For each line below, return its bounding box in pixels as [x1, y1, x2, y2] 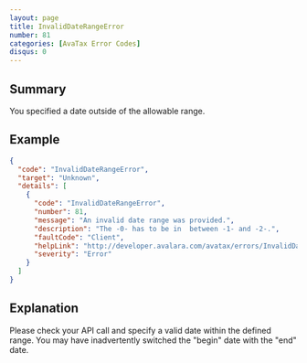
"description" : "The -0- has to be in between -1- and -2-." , [33, 224, 281, 233]
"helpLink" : [33, 241, 79, 251]
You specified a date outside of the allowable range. [9, 105, 206, 116]
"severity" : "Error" [33, 250, 112, 259]
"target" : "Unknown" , [17, 173, 101, 183]
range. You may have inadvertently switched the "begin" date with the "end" [9, 335, 297, 346]
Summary [9, 81, 67, 97]
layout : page [9, 13, 59, 23]
